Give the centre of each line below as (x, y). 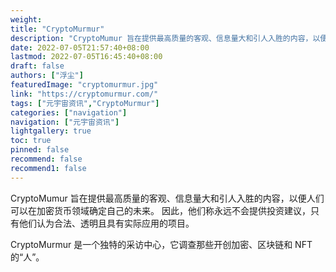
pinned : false (40, 150)
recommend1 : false (48, 168)
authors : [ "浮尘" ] (47, 76)
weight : (26, 19)
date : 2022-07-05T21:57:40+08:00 (80, 47)
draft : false (37, 66)
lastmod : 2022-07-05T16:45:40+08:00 (86, 57)
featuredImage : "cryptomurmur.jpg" (84, 85)
